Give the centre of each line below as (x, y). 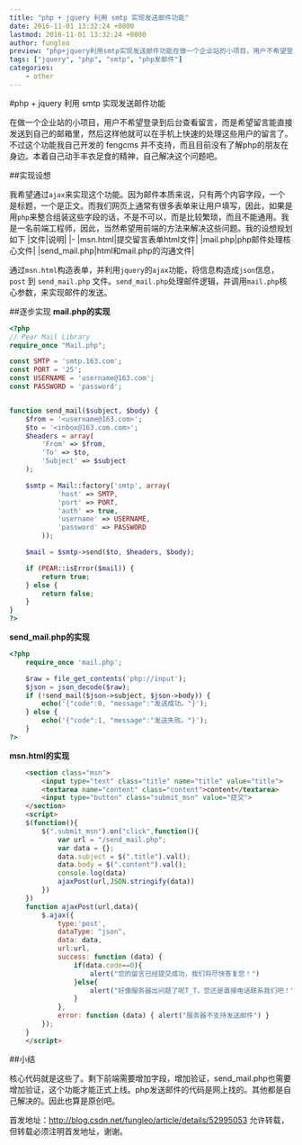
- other (40, 77)
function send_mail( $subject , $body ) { (84, 411)
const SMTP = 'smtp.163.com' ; (66, 361)
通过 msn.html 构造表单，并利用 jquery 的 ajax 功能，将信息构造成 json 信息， (144, 269)
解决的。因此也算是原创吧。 (68, 1101)
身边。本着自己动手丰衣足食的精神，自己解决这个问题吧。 (115, 156)
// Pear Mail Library (50, 337)
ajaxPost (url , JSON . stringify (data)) (126, 882)
